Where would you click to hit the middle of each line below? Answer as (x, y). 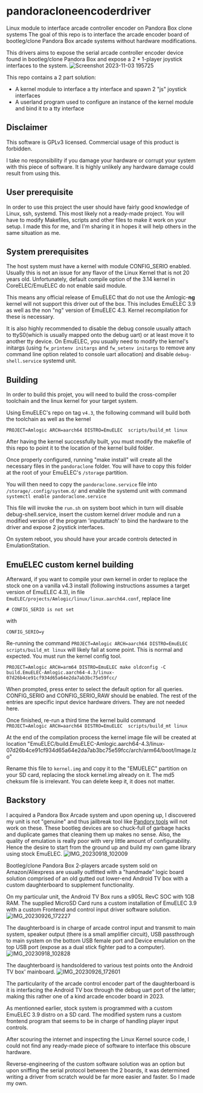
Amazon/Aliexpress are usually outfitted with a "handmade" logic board (95, 871)
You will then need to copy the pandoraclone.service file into (82, 484)
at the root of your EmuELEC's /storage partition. (67, 473)
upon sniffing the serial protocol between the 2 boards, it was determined (98, 1070)
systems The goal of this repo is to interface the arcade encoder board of (98, 34)
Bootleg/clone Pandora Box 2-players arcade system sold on (82, 865)
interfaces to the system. (37, 66)
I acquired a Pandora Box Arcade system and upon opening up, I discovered (101, 815)
